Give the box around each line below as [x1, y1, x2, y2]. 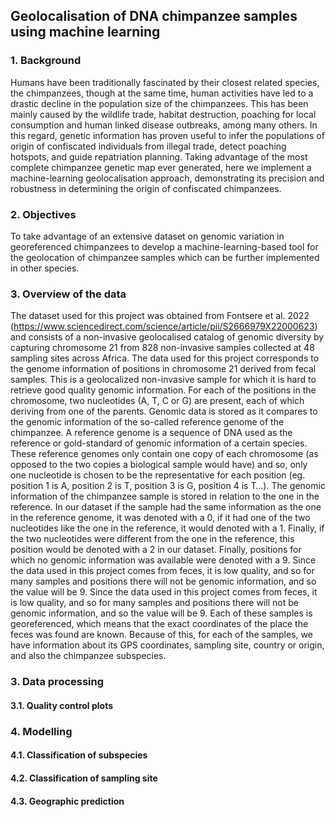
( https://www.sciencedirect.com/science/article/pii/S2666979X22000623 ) [10, 320, 318, 333]
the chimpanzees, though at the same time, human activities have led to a [10, 87, 314, 99]
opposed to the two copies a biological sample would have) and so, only [10, 459, 308, 471]
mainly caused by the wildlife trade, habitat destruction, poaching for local [10, 108, 317, 120]
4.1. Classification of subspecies [10, 749, 148, 761]
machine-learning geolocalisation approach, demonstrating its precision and [10, 172, 325, 184]
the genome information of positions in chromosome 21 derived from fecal [10, 363, 317, 375]
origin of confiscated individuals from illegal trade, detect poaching [10, 140, 287, 152]
